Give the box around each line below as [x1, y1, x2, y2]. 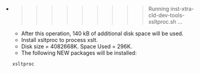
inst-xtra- [170, 5, 195, 12]
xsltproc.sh [148, 18, 176, 25]
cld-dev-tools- [148, 12, 185, 19]
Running [148, 5, 170, 12]
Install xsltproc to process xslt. [21, 36, 98, 43]
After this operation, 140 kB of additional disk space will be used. [21, 30, 184, 37]
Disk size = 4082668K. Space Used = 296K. [21, 43, 133, 50]
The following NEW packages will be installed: [21, 49, 137, 57]
